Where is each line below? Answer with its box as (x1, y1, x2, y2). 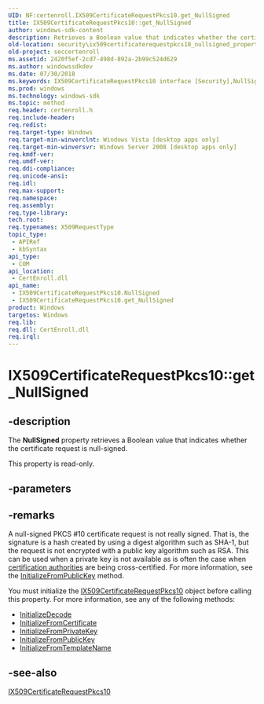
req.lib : (8, 318, 37, 326)
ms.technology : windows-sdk (8, 92, 101, 100)
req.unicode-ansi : (8, 172, 68, 181)
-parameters (8, 482, 71, 495)
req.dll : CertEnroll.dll (8, 325, 90, 334)
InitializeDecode (19, 610, 72, 619)
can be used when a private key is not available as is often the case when (8, 555, 247, 564)
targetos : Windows (8, 311, 68, 319)
